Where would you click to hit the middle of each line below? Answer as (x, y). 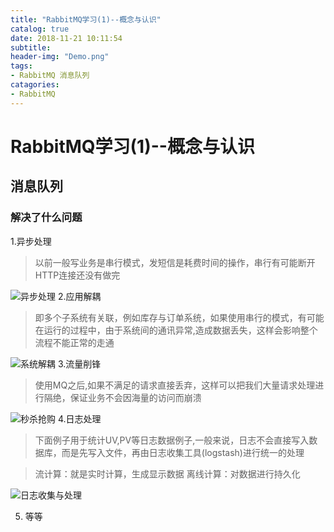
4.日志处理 (79, 418)
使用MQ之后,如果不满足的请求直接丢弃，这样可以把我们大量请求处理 (175, 385)
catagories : (35, 85)
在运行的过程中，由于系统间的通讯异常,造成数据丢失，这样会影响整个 (176, 330)
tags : (21, 66)
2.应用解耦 (79, 296)
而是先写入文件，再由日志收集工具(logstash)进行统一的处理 (183, 452)
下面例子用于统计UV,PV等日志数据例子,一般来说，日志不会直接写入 (172, 440)
